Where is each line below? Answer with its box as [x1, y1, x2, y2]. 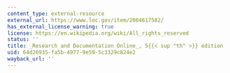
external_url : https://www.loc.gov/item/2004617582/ [7, 17, 164, 24]
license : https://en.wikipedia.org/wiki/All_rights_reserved [7, 29, 189, 37]
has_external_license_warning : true [7, 23, 114, 30]
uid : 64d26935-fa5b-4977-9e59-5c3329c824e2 [7, 49, 136, 56]
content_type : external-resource [7, 10, 105, 17]
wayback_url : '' [7, 56, 55, 63]
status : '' [7, 36, 39, 43]
